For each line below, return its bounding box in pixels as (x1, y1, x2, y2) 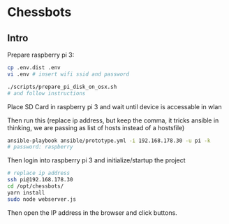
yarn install (7, 189, 45, 196)
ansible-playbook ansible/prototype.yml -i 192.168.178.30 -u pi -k (7, 137, 211, 144)
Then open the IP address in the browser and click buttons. (7, 208, 178, 217)
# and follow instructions (7, 90, 86, 97)
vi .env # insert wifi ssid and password (7, 71, 130, 78)
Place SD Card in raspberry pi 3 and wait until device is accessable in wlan (7, 102, 222, 111)
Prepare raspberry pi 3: (7, 50, 75, 59)
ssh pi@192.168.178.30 (7, 176, 73, 183)
